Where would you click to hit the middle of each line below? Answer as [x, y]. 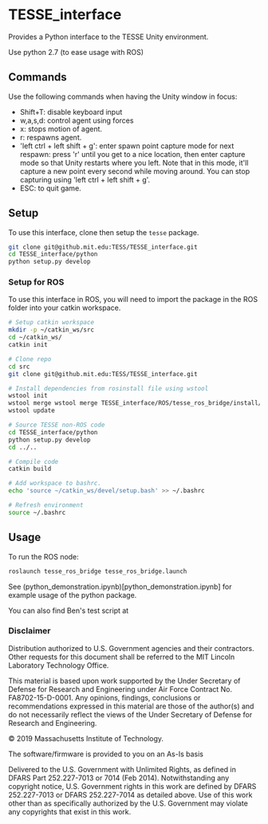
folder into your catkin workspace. [65, 308]
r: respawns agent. [51, 137]
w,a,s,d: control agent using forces [77, 120]
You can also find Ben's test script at [69, 610]
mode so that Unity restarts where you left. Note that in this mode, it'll [134, 163]
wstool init [28, 396]
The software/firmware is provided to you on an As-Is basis [106, 754]
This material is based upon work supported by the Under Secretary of [124, 681]
